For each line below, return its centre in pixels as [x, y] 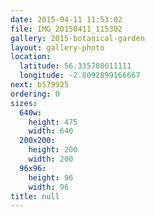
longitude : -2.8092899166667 [80, 76]
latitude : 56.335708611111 [75, 66]
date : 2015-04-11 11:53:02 [66, 19]
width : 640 [51, 131]
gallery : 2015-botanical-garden [77, 38]
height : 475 [53, 122]
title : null [35, 196]
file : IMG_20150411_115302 [66, 29]
